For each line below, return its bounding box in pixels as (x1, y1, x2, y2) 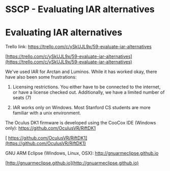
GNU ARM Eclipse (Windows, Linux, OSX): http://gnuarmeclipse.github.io (5, 150, 159, 156)
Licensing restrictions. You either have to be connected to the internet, (12, 84, 161, 90)
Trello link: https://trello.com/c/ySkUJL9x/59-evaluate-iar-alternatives (5, 44, 152, 50)
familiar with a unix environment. (12, 110, 81, 116)
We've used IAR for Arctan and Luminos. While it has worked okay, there (5, 69, 157, 75)
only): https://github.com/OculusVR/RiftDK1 (5, 125, 96, 131)
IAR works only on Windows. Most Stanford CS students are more (12, 105, 151, 111)
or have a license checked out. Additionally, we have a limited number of (12, 89, 165, 95)
